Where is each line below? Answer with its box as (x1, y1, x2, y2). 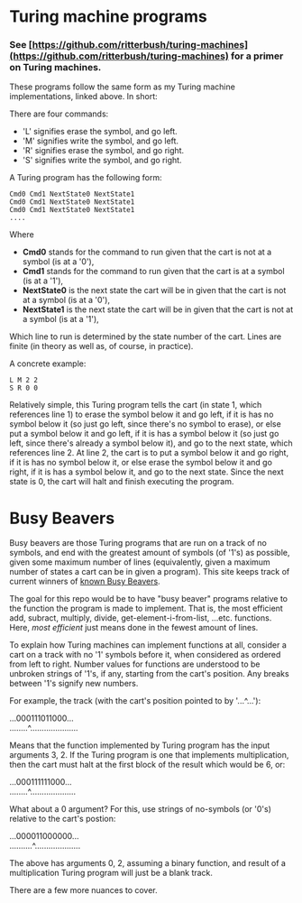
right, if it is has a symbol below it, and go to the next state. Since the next (9, 466, 284, 477)
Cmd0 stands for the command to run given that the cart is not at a (22, 246, 272, 258)
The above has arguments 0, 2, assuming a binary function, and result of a (9, 858, 287, 869)
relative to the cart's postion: (9, 814, 116, 825)
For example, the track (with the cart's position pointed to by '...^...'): (9, 696, 261, 706)
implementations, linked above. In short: (9, 91, 158, 102)
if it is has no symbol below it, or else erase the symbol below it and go (9, 457, 273, 468)
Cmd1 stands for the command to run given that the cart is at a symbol (22, 266, 286, 277)
